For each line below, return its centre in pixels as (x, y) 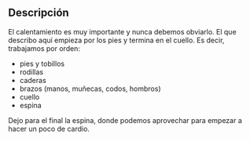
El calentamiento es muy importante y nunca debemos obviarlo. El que (123, 31)
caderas (33, 80)
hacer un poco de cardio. (49, 128)
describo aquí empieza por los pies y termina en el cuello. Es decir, (116, 40)
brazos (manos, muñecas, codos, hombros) (90, 89)
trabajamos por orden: (44, 48)
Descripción (39, 13)
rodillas (31, 72)
